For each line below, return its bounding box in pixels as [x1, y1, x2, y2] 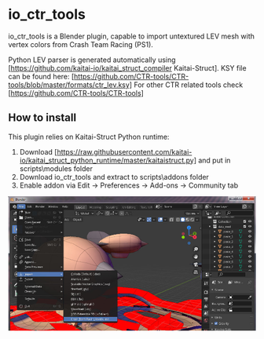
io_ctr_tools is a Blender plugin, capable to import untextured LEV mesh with [8, 31, 255, 41]
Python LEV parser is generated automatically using [8, 55, 176, 64]
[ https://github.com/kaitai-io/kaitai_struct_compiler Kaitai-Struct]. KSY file [8, 63, 247, 72]
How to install [8, 111, 77, 125]
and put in [197, 155, 231, 165]
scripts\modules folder [19, 163, 93, 173]
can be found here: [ [8, 71, 75, 81]
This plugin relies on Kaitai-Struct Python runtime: [8, 132, 170, 141]
